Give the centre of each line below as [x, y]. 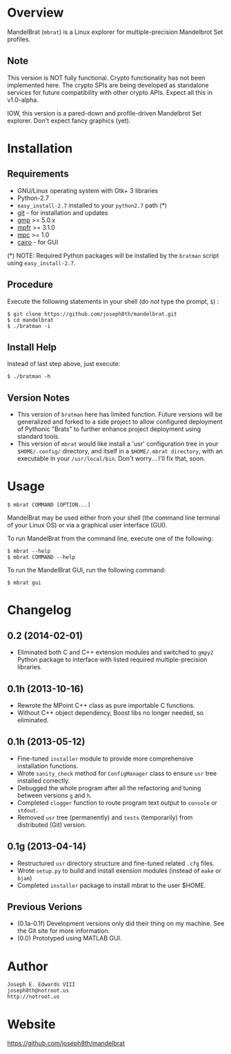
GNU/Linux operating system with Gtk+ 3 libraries [88, 190]
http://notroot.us [33, 997]
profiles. [19, 39]
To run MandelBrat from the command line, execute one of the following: [110, 538]
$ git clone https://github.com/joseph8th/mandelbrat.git [92, 314]
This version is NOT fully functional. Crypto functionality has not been [106, 78]
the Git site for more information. [63, 931]
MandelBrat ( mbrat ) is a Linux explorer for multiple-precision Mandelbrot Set [115, 32]
